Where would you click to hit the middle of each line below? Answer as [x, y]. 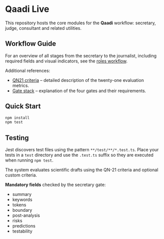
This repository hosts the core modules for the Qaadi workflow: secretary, [81, 23]
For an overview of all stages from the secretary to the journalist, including [81, 56]
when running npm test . [29, 160]
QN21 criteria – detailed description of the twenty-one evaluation [78, 80]
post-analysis [26, 215]
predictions [24, 226]
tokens [19, 205]
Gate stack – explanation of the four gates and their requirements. [79, 91]
